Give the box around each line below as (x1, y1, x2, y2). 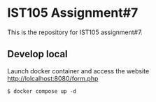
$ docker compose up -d (7, 87, 77, 95)
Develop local (7, 48, 68, 60)
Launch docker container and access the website (7, 66, 150, 75)
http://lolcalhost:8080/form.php (7, 74, 99, 82)
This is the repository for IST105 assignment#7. (7, 28, 143, 36)
